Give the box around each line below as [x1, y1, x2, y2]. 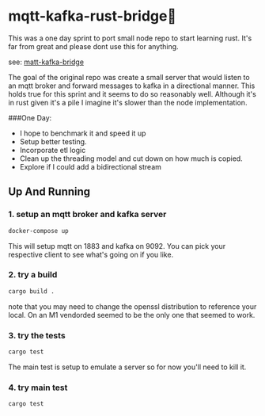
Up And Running [8, 185, 91, 199]
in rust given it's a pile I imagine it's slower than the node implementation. [8, 97, 248, 107]
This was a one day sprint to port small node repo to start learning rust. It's [8, 33, 252, 43]
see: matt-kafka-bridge [8, 57, 85, 67]
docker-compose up [8, 227, 69, 235]
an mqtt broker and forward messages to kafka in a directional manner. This [8, 81, 256, 90]
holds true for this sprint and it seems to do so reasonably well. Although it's [8, 89, 257, 98]
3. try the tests [8, 330, 66, 341]
